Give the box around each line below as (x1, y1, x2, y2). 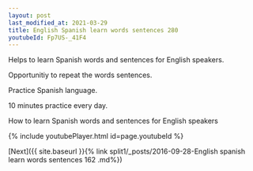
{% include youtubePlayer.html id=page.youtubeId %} (8, 132, 184, 141)
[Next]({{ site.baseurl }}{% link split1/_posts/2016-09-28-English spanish (8, 147, 246, 156)
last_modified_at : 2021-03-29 (8, 19, 108, 27)
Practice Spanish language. (8, 86, 97, 95)
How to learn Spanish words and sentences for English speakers (8, 116, 219, 126)
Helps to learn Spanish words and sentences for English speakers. (8, 55, 225, 65)
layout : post (8, 11, 51, 20)
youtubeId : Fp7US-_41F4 (8, 33, 87, 42)
